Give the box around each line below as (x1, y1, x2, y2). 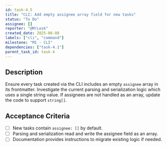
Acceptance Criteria (5, 111, 70, 120)
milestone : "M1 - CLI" (5, 40, 53, 45)
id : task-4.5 (5, 7, 33, 13)
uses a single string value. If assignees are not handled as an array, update (5, 92, 160, 98)
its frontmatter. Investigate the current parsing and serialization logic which (5, 86, 161, 93)
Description (5, 68, 43, 76)
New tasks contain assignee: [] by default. (12, 125, 103, 131)
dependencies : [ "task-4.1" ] (5, 45, 64, 50)
